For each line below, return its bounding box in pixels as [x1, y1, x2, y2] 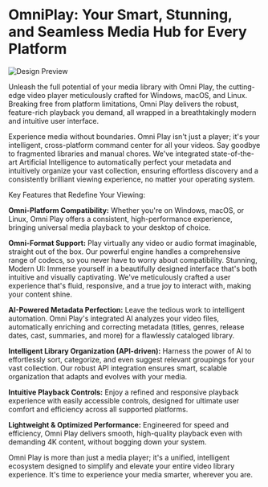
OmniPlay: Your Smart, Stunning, [8, 6, 233, 24]
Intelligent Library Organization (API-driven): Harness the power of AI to [8, 346, 252, 355]
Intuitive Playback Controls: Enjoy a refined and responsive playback [8, 387, 239, 397]
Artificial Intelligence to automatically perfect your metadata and [18, 157, 232, 166]
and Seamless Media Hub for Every [8, 23, 247, 41]
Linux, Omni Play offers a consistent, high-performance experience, [8, 214, 233, 223]
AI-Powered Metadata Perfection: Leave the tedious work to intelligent [8, 305, 246, 314]
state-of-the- [211, 149, 255, 158]
